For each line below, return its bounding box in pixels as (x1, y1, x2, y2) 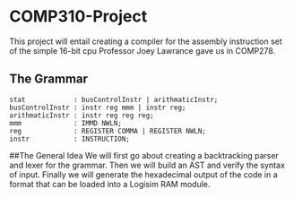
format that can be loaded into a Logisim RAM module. (9, 178, 211, 189)
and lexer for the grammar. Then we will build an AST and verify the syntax (9, 159, 285, 170)
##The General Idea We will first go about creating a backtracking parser (9, 150, 280, 160)
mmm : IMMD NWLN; (9, 118, 123, 127)
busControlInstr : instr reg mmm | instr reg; (9, 103, 186, 112)
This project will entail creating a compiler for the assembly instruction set (9, 36, 282, 47)
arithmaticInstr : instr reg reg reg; (9, 110, 154, 120)
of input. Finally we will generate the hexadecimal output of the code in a (9, 168, 278, 180)
